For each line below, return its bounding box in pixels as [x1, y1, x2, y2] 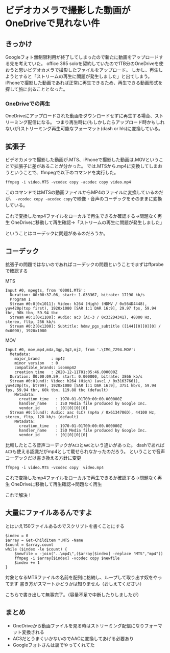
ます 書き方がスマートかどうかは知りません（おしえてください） [9, 580, 144, 587]
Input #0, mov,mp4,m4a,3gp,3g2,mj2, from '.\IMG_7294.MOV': [5, 347, 136, 352]
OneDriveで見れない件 [5, 17, 100, 29]
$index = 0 [5, 533, 29, 538]
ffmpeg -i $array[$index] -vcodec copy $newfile [14, 556, 120, 561]
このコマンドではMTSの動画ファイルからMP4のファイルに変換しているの [5, 189, 159, 195]
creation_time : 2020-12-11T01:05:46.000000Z [14, 370, 117, 375]
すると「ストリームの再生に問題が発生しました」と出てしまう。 [18, 73, 153, 79]
